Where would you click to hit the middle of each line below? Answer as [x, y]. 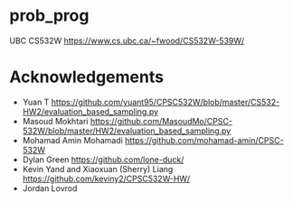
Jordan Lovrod [50, 188]
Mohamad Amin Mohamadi [73, 140]
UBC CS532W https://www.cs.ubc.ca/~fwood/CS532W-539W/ [127, 41]
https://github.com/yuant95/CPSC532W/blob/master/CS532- [165, 102]
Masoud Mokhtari [55, 121]
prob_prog [49, 16]
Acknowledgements [87, 77]
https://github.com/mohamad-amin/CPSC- [204, 140]
